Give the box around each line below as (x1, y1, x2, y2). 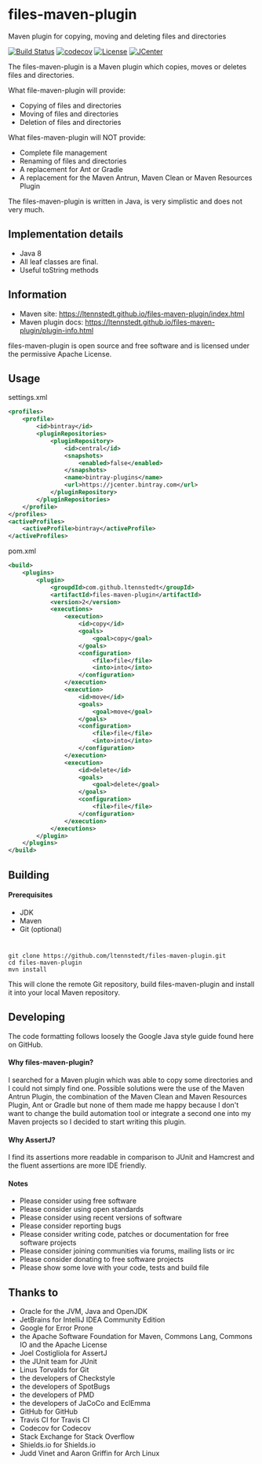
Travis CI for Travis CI (19, 1415, 90, 1425)
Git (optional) (19, 924, 63, 934)
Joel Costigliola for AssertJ (19, 1348, 107, 1358)
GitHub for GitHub (19, 1407, 78, 1416)
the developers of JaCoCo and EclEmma (19, 1399, 151, 1408)
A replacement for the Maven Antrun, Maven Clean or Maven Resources (19, 173, 253, 182)
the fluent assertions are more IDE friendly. (8, 1161, 147, 1170)
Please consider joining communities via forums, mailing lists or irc (19, 1246, 235, 1256)
